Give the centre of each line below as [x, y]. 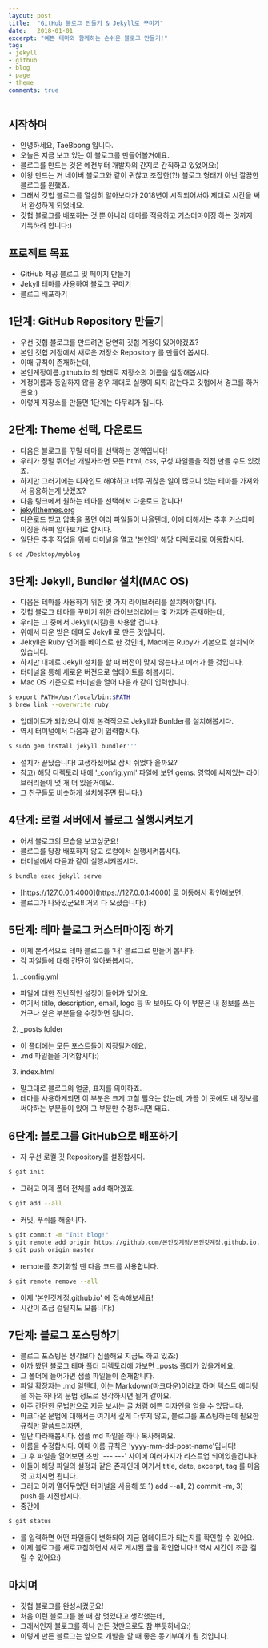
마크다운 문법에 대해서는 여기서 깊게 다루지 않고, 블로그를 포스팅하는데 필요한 [140, 1416]
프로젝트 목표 [39, 253]
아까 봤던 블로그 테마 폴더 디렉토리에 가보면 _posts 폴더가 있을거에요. [128, 1366]
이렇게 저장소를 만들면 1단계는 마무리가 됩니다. [92, 402]
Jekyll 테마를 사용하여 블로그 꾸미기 [76, 284]
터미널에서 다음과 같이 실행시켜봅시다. [79, 860]
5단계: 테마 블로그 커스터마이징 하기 [91, 930]
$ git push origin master [51, 1249]
